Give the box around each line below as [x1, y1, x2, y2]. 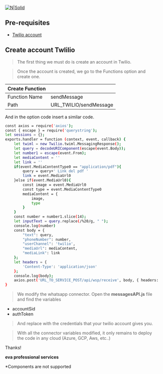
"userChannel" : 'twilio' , [23, 242, 76, 246]
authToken [12, 311, 33, 317]
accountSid [12, 306, 36, 312]
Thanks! [5, 345, 22, 351]
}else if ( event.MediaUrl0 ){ [14, 178, 71, 183]
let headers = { [14, 260, 47, 264]
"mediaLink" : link [23, 251, 60, 256]
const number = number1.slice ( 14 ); [14, 214, 87, 220]
